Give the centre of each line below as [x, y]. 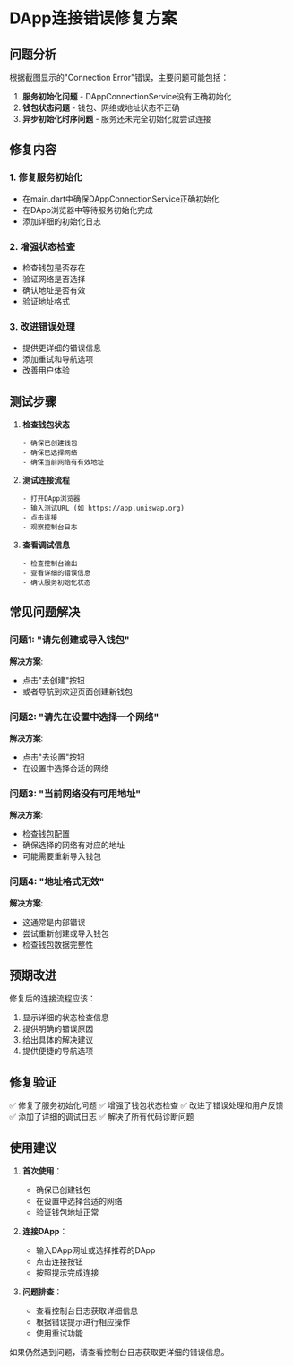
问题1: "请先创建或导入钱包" [69, 640]
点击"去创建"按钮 [53, 680]
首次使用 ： [42, 1171]
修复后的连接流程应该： [52, 999]
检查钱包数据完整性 [58, 944]
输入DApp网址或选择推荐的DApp [95, 1250]
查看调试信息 [46, 545]
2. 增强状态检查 [43, 246]
